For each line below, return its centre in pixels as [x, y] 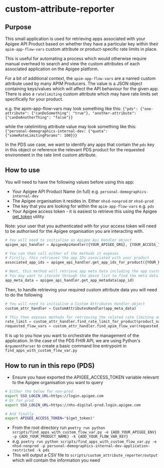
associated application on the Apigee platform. [52, 69]
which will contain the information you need [56, 460]
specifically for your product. [34, 99]
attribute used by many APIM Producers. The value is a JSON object [74, 83]
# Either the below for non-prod [39, 391]
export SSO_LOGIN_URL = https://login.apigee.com [54, 396]
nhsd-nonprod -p [29, 446]
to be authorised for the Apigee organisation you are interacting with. [74, 231]
